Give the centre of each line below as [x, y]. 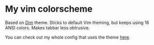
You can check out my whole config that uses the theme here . [68, 37]
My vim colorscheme [49, 9]
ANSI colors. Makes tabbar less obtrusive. [47, 27]
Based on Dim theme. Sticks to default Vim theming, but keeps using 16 [77, 22]
